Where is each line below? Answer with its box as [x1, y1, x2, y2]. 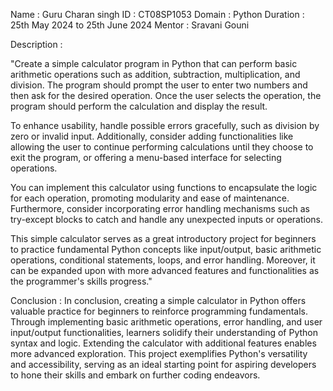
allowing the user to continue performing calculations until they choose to [10, 141, 314, 153]
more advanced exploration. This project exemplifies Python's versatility [10, 348, 308, 359]
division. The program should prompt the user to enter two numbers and [10, 79, 308, 91]
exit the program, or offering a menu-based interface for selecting [10, 152, 282, 163]
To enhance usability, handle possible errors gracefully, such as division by [10, 120, 320, 131]
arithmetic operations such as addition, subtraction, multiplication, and [10, 69, 301, 80]
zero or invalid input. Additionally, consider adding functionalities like [10, 130, 294, 142]
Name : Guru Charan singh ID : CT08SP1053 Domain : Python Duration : [10, 9, 305, 20]
